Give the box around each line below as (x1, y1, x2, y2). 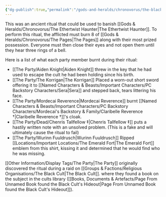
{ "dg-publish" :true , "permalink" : (5, 7, 74, 12)
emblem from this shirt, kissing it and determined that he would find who (12, 145, 160, 151)
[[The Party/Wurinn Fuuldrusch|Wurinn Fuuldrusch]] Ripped (12, 135, 134, 141)
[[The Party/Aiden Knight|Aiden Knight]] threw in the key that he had (12, 66, 152, 72)
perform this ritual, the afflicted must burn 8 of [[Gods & (5, 31, 119, 37)
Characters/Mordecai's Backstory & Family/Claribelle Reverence (12, 108, 143, 114)
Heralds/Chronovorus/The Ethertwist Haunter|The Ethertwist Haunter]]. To (5, 26, 157, 32)
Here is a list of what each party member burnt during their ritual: (5, 56, 138, 62)
